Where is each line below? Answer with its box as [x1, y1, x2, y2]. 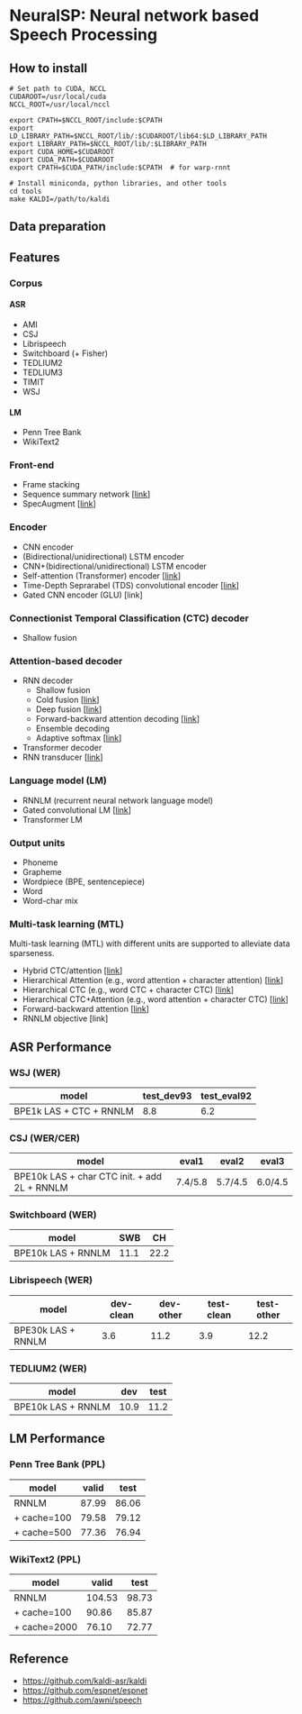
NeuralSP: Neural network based [9, 5, 260, 26]
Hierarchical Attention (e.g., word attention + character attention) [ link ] [22, 975, 284, 986]
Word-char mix [22, 895, 78, 906]
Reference [9, 1651, 69, 1667]
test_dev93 [142, 1089, 192, 1102]
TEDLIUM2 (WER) [9, 1362, 87, 1374]
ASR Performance [9, 1039, 112, 1054]
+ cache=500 [13, 1526, 72, 1538]
